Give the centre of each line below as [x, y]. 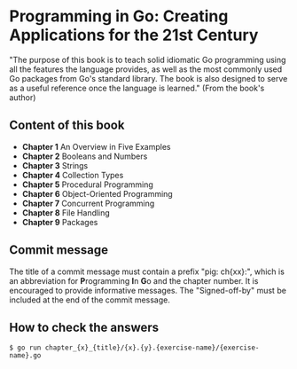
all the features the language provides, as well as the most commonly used [146, 69]
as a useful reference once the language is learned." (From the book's [137, 88]
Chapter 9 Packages [60, 222]
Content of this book [67, 126]
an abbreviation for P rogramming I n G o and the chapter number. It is [134, 280]
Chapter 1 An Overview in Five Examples [96, 146]
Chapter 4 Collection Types [73, 175]
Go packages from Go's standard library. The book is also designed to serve [148, 78]
